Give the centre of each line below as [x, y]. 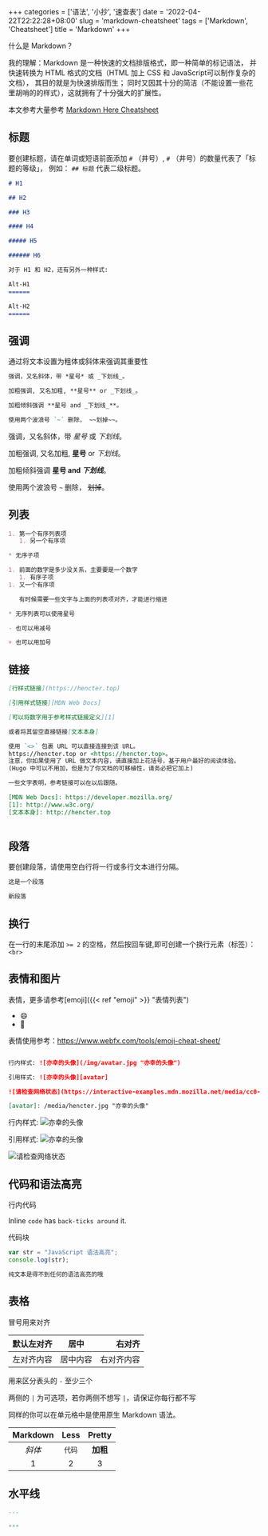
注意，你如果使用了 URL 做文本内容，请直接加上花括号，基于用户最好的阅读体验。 [124, 761]
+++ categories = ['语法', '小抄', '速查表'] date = [87, 12]
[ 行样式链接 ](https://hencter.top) [65, 689]
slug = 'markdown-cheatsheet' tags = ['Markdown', [164, 21]
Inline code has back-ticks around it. [67, 1221]
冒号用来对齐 [29, 1322]
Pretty [100, 1434]
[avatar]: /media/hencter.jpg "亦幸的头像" [79, 1106]
